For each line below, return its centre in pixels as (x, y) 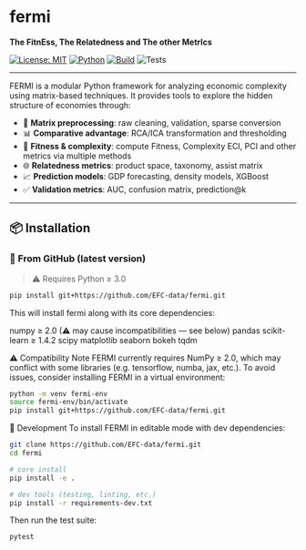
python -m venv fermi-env (58, 393)
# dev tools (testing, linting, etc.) (83, 494)
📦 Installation (50, 228)
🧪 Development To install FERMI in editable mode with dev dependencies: (148, 428)
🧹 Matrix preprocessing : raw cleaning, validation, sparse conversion (152, 122)
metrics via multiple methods (77, 156)
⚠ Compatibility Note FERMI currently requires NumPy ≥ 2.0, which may (145, 358)
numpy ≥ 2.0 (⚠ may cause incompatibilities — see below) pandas (135, 331)
